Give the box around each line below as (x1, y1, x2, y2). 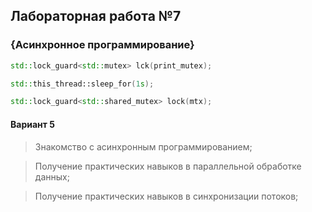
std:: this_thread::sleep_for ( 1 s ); (10, 79, 155, 89)
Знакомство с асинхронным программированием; (34, 140, 253, 153)
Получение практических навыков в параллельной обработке (34, 160, 302, 172)
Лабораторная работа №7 (10, 8, 182, 25)
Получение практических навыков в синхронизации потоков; (34, 190, 299, 202)
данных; (34, 170, 70, 183)
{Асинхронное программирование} (10, 38, 195, 52)
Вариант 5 (10, 118, 55, 130)
